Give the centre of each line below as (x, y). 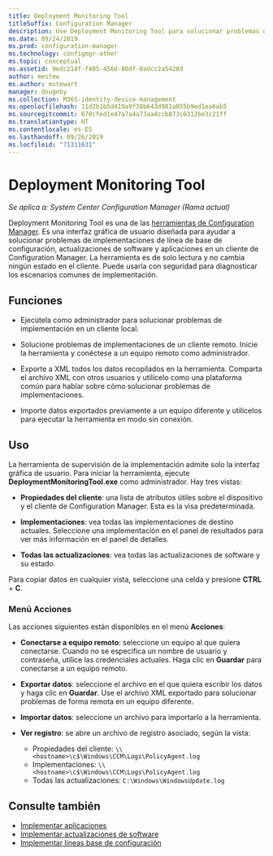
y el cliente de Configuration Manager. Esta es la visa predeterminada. (138, 506)
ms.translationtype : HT (49, 122)
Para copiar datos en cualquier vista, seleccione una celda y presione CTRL (135, 579)
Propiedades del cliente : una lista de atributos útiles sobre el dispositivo (141, 498)
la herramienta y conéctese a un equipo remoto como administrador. (135, 353)
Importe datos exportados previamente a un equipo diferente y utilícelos (141, 411)
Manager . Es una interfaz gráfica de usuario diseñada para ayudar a (122, 232)
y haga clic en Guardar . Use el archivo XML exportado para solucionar (139, 693)
